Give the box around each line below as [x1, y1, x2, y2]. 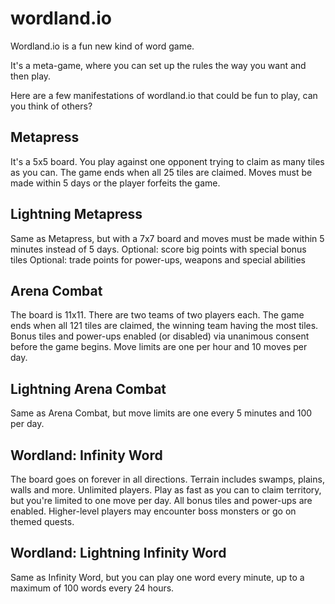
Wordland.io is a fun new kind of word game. [10, 40, 195, 52]
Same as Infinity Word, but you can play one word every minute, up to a [10, 571, 305, 583]
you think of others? [10, 100, 93, 112]
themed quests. [10, 516, 75, 527]
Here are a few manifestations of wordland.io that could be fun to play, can [10, 89, 318, 101]
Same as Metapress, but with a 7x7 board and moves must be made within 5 [10, 232, 325, 244]
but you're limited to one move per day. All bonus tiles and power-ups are [10, 495, 313, 506]
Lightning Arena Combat [10, 380, 167, 397]
